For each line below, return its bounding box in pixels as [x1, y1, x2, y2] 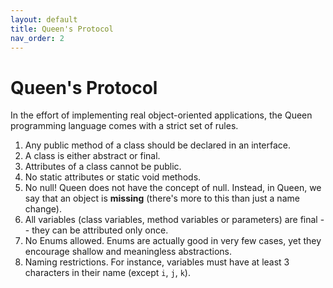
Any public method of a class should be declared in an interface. [24, 139, 291, 151]
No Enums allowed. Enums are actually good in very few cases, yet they [24, 235, 322, 247]
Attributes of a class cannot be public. [24, 161, 182, 173]
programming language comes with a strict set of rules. [10, 120, 239, 132]
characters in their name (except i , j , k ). [24, 267, 191, 279]
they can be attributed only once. [31, 224, 169, 236]
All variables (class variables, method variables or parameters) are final [24, 214, 318, 226]
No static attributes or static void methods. [24, 171, 202, 183]
